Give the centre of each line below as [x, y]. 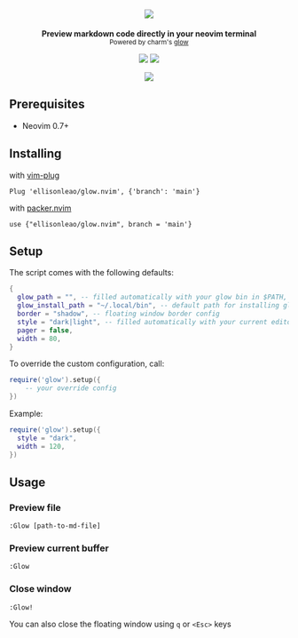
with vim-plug [35, 175]
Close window [40, 589]
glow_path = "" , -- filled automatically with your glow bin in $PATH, [153, 298]
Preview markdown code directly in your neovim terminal [149, 33]
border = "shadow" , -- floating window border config [118, 314]
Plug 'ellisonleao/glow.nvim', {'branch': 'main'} [105, 191]
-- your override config [71, 388]
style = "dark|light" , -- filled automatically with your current [142, 322]
